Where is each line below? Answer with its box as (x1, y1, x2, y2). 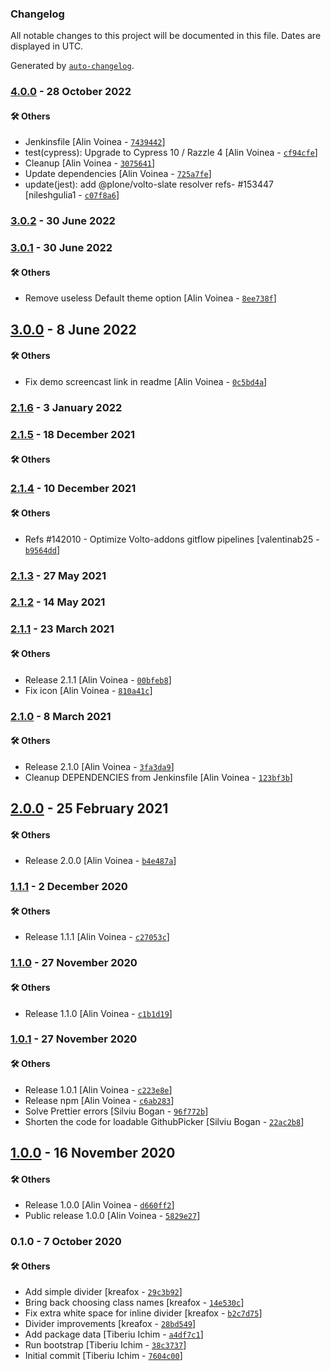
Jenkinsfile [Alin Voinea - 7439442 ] (24, 136, 166, 148)
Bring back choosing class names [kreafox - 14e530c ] (24, 1297, 245, 1309)
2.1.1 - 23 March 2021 (10, 622, 115, 636)
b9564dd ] (24, 543, 61, 556)
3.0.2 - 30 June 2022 (10, 214, 116, 228)
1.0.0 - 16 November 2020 (10, 1145, 176, 1162)
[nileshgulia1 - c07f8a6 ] (24, 189, 120, 201)
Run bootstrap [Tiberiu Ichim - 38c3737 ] (24, 1339, 187, 1351)
